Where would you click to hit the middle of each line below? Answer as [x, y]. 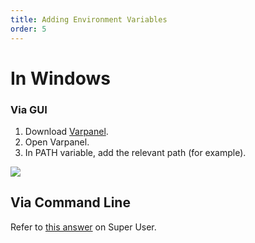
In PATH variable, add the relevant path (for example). [135, 152]
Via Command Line [70, 202]
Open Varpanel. [57, 142]
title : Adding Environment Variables [89, 19]
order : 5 [28, 29]
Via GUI [29, 109]
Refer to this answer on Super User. [83, 227]
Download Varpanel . [66, 131]
